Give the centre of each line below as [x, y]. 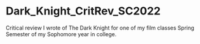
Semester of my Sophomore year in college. [61, 34]
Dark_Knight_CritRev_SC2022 [83, 11]
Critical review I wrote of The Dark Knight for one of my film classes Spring [100, 28]
